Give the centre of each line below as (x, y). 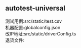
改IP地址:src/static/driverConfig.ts (41, 34)
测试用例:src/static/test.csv (34, 21)
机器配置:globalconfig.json (33, 27)
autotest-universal (35, 8)
